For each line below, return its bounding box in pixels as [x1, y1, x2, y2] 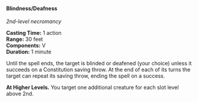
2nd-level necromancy [6, 18, 62, 25]
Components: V [6, 42, 46, 49]
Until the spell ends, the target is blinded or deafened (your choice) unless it [6, 60, 192, 67]
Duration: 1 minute [6, 48, 52, 56]
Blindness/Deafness [6, 5, 58, 12]
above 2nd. [6, 90, 34, 97]
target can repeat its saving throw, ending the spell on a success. [6, 72, 165, 79]
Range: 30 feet [6, 36, 43, 43]
